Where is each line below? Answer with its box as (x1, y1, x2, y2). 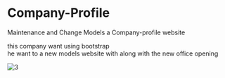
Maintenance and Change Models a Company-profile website (7, 28, 186, 37)
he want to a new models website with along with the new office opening (7, 49, 219, 58)
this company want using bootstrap (7, 41, 110, 50)
